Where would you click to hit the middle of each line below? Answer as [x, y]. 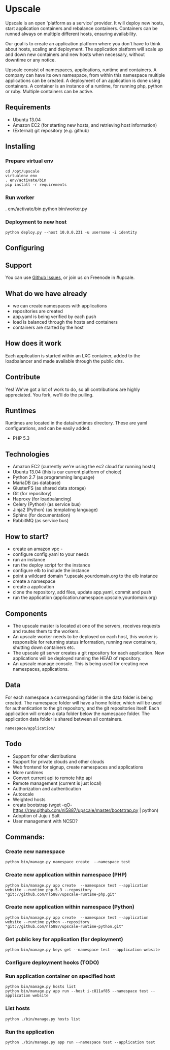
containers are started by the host [48, 328]
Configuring [25, 248]
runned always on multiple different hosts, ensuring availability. [71, 34]
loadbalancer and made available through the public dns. [65, 361]
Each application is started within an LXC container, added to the [73, 356]
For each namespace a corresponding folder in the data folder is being [79, 697]
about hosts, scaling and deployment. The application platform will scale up [84, 49]
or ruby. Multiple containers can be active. [49, 91]
